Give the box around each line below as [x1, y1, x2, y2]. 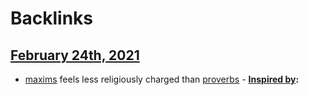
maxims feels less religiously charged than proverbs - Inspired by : [24, 73, 300, 85]
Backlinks [10, 7, 94, 30]
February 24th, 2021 [10, 47, 140, 64]
